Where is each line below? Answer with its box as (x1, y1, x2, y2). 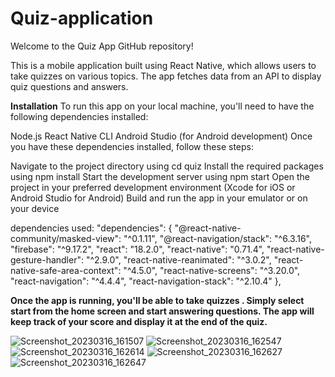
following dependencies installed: (10, 110, 149, 122)
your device (10, 202, 60, 214)
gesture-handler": (10, 253, 84, 266)
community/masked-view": (10, 232, 122, 244)
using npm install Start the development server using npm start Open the (10, 170, 310, 182)
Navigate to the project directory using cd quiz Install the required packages (10, 160, 324, 172)
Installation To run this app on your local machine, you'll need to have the (10, 100, 315, 112)
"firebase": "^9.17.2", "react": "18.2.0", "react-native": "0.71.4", (10, 243, 265, 255)
